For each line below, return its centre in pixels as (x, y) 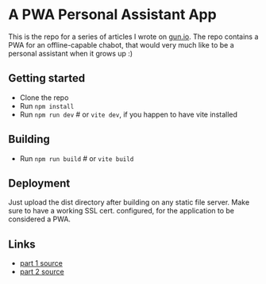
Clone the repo (44, 98)
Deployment (39, 183)
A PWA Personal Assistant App (112, 15)
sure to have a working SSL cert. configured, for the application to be (121, 211)
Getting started (47, 78)
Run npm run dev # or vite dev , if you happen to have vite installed (129, 114)
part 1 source (41, 263)
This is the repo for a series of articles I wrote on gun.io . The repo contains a (133, 36)
